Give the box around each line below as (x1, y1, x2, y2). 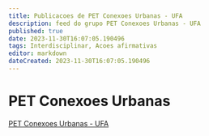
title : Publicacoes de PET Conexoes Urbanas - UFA (8, 11, 183, 20)
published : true (8, 27, 63, 35)
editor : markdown (8, 49, 67, 57)
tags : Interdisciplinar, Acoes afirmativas (8, 42, 158, 50)
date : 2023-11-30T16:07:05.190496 (8, 34, 126, 43)
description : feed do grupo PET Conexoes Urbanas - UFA (8, 19, 201, 28)
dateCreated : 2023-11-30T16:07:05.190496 (8, 57, 151, 66)
